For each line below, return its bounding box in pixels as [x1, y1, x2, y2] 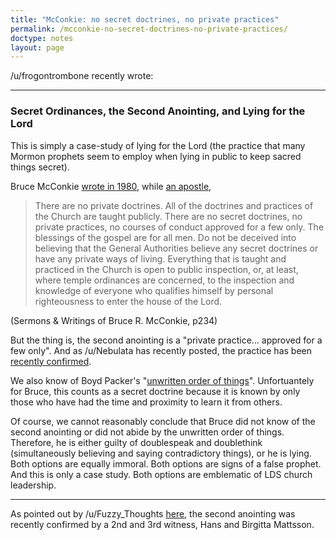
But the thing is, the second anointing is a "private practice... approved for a [10, 334, 323, 346]
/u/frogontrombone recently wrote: [10, 70, 154, 82]
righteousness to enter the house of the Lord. [34, 295, 223, 307]
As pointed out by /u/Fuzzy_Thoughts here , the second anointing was [10, 507, 296, 520]
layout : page [10, 42, 65, 53]
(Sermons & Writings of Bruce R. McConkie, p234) [10, 314, 218, 326]
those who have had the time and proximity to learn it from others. [10, 396, 283, 408]
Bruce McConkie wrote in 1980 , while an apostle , [10, 180, 212, 192]
